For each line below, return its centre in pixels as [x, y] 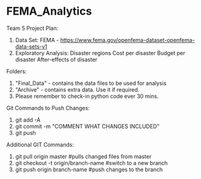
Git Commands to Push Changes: [48, 108]
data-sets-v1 [31, 46]
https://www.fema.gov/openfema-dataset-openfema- [128, 40]
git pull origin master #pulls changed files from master [83, 156]
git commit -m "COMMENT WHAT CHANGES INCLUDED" [87, 126]
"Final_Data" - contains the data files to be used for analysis [91, 83]
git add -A [28, 120]
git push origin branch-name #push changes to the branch [89, 169]
